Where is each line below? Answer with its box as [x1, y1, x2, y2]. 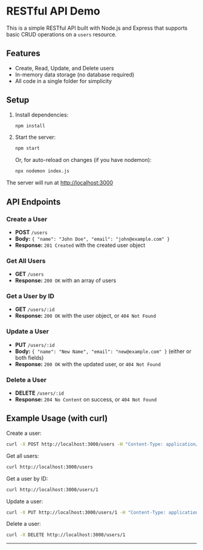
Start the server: [14, 133, 56, 141]
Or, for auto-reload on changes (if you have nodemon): [14, 156, 152, 164]
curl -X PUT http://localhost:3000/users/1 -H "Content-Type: [6, 509, 166, 515]
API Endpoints [6, 196, 61, 207]
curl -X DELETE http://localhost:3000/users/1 [6, 532, 126, 538]
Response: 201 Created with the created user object [14, 241, 146, 249]
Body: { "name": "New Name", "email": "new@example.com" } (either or [14, 347, 192, 355]
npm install [14, 122, 45, 129]
